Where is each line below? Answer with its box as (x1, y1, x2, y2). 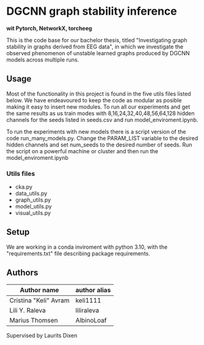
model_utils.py (15, 203, 52, 210)
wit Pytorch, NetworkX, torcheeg (6, 25, 93, 32)
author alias (75, 286, 111, 294)
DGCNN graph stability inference (6, 4, 178, 18)
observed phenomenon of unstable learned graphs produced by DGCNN (6, 49, 190, 56)
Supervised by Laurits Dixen (6, 332, 78, 339)
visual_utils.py (15, 210, 51, 217)
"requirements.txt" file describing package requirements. (6, 249, 151, 257)
